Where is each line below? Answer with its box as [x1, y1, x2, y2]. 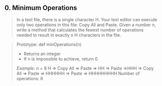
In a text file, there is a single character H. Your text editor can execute [16, 16, 158, 22]
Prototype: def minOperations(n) [16, 41, 82, 47]
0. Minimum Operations [4, 4, 77, 12]
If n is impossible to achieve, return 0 [23, 56, 98, 62]
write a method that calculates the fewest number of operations [16, 27, 144, 33]
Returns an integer [23, 51, 61, 57]
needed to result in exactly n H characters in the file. [16, 32, 121, 38]
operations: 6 [16, 75, 43, 81]
